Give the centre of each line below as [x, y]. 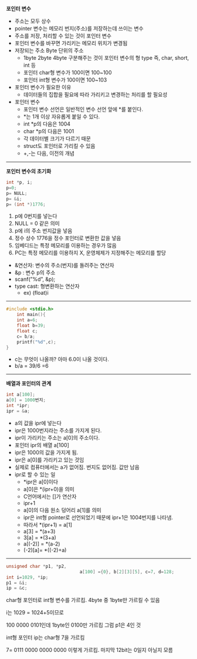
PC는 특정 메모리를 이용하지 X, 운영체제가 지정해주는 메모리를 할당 [90, 253]
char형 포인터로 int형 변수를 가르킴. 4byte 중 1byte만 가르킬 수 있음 [83, 600]
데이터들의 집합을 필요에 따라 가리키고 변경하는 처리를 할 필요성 [95, 95]
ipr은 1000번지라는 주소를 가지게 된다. [58, 430]
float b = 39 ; [31, 325]
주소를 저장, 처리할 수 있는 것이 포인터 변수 [63, 36]
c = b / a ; [26, 337]
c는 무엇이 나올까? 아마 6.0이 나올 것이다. [62, 359]
